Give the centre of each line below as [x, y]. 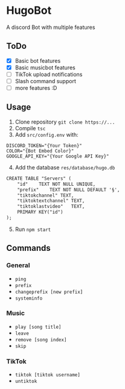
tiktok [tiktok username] [47, 375]
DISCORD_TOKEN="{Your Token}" [44, 145]
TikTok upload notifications [49, 74]
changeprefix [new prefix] [49, 292]
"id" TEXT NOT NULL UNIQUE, [56, 184]
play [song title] [38, 327]
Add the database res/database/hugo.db [65, 167]
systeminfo [29, 298]
